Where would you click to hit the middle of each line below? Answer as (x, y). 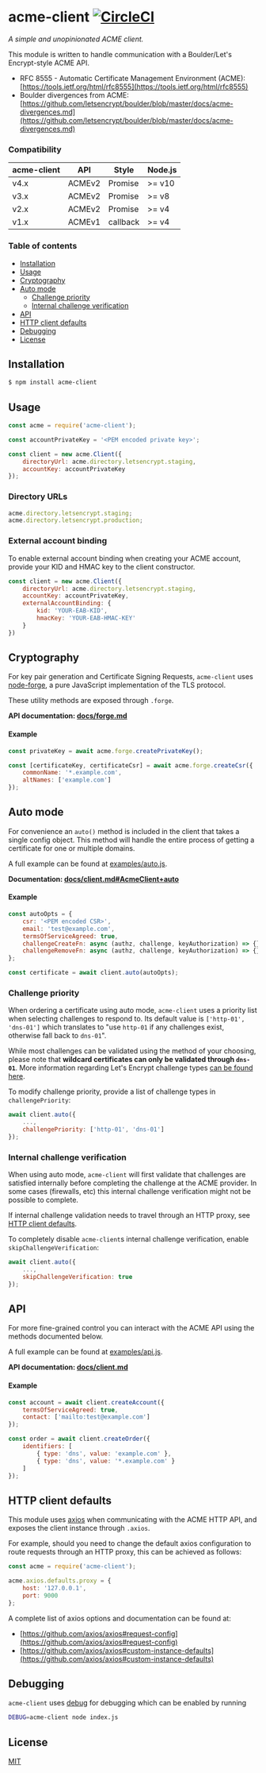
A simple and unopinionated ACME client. (76, 39)
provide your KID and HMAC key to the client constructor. (102, 566)
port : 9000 (40, 1595)
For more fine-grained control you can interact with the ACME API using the (131, 1328)
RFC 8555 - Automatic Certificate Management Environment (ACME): (132, 78)
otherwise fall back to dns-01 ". (57, 1036)
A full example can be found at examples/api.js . (85, 1352)
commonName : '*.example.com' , (72, 773)
